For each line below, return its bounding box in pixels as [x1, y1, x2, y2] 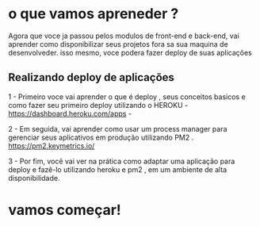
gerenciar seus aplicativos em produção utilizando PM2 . [8, 132, 194, 142]
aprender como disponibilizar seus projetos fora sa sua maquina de [8, 39, 228, 48]
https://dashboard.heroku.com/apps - [8, 109, 132, 118]
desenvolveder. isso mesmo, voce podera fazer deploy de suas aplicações [8, 48, 252, 57]
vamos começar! [8, 201, 121, 219]
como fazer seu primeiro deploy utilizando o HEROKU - [8, 100, 189, 109]
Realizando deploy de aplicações [8, 71, 174, 84]
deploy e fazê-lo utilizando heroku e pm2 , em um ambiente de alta [8, 164, 227, 174]
